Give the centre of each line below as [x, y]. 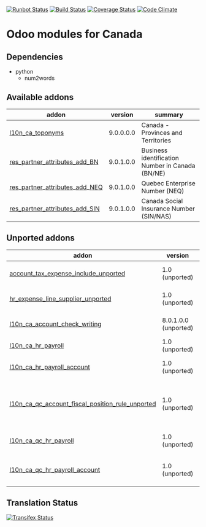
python [24, 71]
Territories [156, 140]
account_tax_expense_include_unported [67, 273]
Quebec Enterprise [169, 183]
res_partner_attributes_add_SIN [55, 209]
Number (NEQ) [163, 191]
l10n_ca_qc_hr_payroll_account [55, 469]
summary [169, 115]
